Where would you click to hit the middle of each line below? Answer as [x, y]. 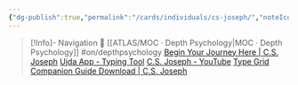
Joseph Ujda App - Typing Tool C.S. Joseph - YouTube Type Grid [149, 61]
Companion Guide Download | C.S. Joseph [109, 71]
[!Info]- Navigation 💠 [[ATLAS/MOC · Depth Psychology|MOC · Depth [156, 42]
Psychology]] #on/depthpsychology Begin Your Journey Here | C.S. [154, 52]
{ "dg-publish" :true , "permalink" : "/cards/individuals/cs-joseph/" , [134, 17]
